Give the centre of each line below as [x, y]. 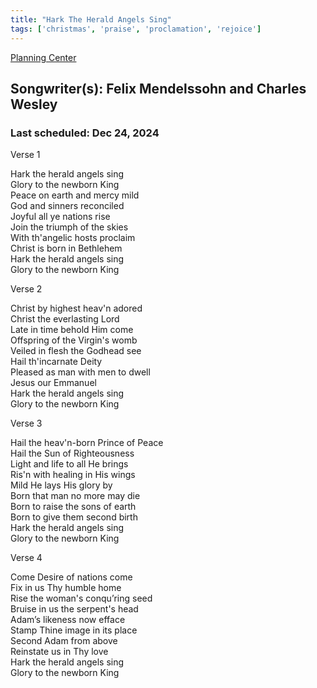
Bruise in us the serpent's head [74, 609]
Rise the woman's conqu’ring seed [81, 598]
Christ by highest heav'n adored [76, 308]
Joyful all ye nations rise [60, 217]
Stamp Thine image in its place [74, 630]
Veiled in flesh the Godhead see [76, 351]
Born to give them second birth [74, 517]
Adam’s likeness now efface [68, 620]
